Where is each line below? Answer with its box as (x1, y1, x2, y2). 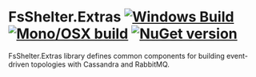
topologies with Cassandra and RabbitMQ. (30, 60, 170, 69)
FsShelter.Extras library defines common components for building (8, 51, 226, 60)
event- (226, 51, 248, 60)
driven (8, 60, 30, 69)
